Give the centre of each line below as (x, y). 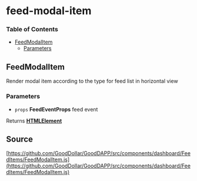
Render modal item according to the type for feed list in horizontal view (92, 81)
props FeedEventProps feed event (56, 109)
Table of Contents (32, 29)
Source (20, 139)
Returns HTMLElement (34, 121)
